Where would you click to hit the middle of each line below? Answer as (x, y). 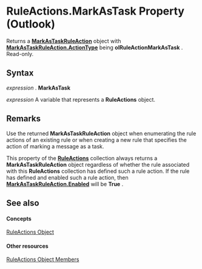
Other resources (27, 246)
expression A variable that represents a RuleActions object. (81, 99)
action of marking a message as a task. (55, 146)
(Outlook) (31, 24)
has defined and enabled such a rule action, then (67, 177)
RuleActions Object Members (43, 259)
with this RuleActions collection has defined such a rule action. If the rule (98, 171)
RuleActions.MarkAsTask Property (96, 11)
